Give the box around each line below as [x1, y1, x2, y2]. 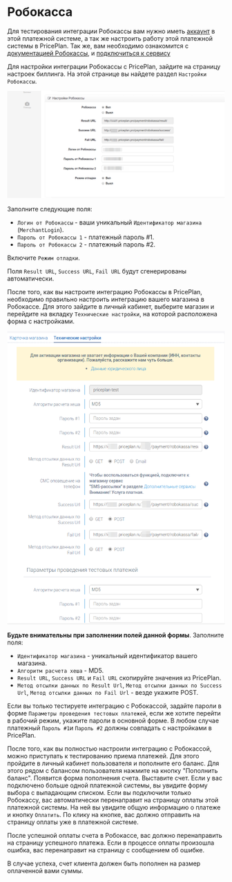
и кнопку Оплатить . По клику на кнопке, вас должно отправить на [7, 810, 200, 818]
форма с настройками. [7, 317, 75, 325]
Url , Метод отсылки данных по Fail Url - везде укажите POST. [17, 688, 199, 696]
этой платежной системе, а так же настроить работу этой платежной [7, 34, 213, 42]
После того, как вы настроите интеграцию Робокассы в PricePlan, [7, 288, 202, 296]
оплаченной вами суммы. [7, 866, 84, 874]
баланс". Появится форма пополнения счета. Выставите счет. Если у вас [7, 774, 223, 782]
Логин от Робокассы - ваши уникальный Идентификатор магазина [17, 218, 202, 227]
